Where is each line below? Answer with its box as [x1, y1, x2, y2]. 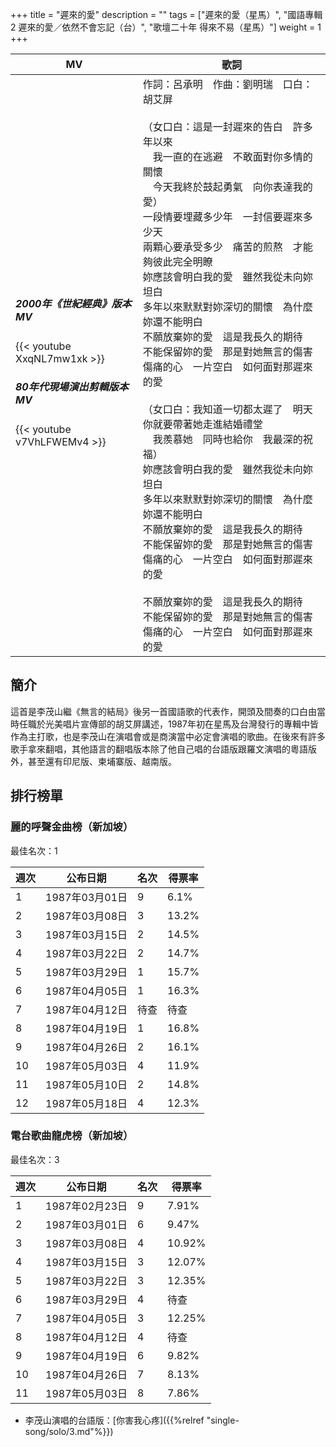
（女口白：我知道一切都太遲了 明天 [142, 403, 313, 416]
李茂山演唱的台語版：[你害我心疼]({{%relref [24, 1414, 205, 1426]
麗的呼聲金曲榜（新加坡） [10, 820, 134, 834]
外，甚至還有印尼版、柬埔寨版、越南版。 [10, 755, 177, 767]
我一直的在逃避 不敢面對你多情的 [152, 150, 313, 163]
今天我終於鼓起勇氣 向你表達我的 [152, 180, 313, 193]
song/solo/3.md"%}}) [24, 1425, 114, 1437]
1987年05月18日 [45, 1096, 128, 1110]
